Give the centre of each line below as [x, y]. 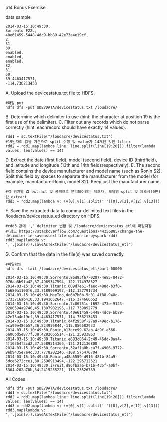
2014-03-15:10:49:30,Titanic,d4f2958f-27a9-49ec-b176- [64, 321]
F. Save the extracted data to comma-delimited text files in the [69, 210]
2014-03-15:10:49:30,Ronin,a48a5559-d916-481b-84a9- [61, 357]
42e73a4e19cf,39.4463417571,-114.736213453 [51, 317]
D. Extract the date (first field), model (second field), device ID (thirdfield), [81, 160]
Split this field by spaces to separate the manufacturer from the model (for [82, 176]
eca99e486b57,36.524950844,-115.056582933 [50, 326]
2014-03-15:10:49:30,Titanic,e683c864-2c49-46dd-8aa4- [64, 339]
